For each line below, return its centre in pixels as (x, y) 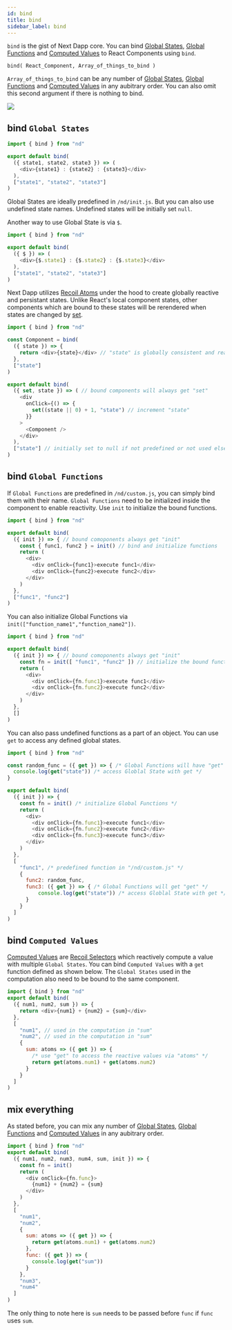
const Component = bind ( (43, 340)
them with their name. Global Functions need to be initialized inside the (109, 500)
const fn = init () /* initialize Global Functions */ (98, 803)
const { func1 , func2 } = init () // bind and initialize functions (118, 546)
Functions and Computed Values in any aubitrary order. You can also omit (112, 86)
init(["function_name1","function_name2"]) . (71, 624)
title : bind (24, 20)
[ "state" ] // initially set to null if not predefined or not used (113, 449)
